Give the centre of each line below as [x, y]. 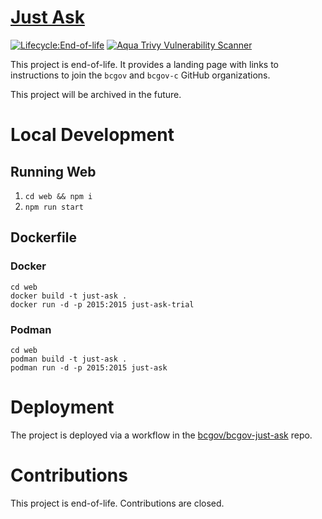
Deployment [62, 407]
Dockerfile [44, 237]
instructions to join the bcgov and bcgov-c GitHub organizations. [140, 75]
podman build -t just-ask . [69, 359]
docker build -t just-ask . [69, 296]
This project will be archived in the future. [96, 94]
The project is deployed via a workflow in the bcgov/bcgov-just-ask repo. [161, 435]
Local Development [92, 135]
